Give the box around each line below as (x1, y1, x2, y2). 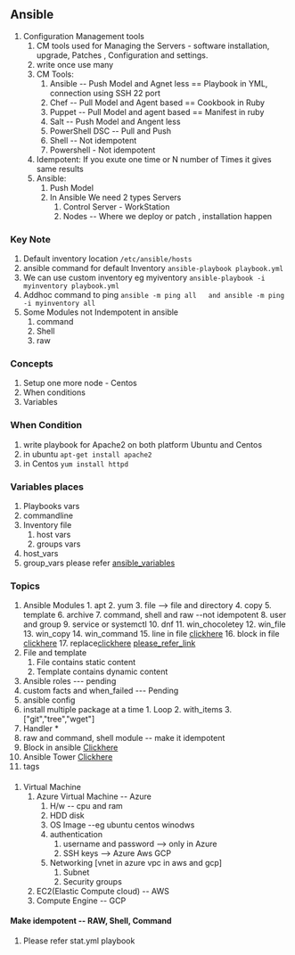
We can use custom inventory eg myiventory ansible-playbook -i (22, 272, 266, 284)
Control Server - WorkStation (62, 201, 170, 212)
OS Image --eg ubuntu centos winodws (49, 819, 195, 830)
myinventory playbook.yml (22, 282, 119, 291)
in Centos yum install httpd (22, 458, 128, 469)
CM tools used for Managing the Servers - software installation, (36, 40, 270, 51)
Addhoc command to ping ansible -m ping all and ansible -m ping (22, 290, 284, 300)
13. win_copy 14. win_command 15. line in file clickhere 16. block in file (22, 629, 280, 639)
